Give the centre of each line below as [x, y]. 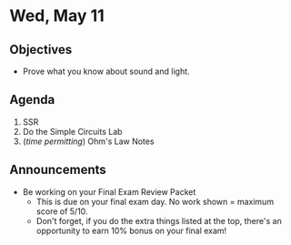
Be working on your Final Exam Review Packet [109, 191]
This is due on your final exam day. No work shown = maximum [155, 201]
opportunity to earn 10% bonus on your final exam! [131, 230]
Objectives [41, 50]
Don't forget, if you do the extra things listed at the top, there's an [159, 220]
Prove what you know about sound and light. [106, 71]
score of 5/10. [62, 211]
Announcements [58, 170]
